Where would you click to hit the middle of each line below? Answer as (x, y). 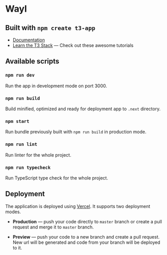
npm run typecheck (28, 167)
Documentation (29, 40)
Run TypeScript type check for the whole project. (57, 178)
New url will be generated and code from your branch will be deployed (86, 242)
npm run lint (21, 144)
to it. (17, 247)
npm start (17, 121)
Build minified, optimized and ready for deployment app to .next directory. (83, 109)
